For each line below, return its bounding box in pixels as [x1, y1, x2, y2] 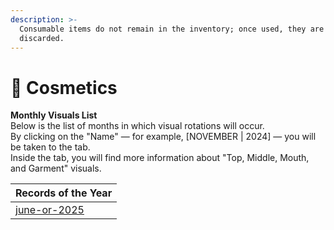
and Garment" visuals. [10, 162, 102, 175]
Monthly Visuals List [10, 109, 98, 121]
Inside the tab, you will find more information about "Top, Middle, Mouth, [10, 152, 310, 164]
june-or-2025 [15, 203, 85, 217]
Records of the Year [15, 186, 113, 200]
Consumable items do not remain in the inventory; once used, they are [19, 24, 325, 34]
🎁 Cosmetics [10, 76, 118, 99]
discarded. [19, 33, 65, 43]
